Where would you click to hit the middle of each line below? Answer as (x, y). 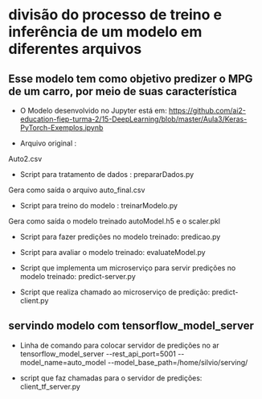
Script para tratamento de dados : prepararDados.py (107, 174)
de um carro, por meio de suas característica (123, 91)
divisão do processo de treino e (115, 15)
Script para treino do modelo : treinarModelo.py (99, 206)
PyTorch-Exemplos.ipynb (61, 128)
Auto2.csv (25, 159)
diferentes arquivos (75, 49)
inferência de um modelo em (105, 32)
